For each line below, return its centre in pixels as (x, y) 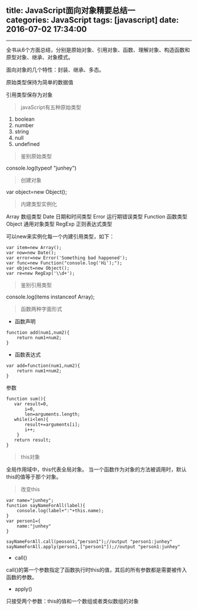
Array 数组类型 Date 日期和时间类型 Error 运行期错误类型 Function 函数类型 (97, 216)
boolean (24, 119)
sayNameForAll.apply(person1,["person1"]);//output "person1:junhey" (93, 546)
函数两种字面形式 (41, 309)
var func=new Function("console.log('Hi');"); (64, 263)
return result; (32, 440)
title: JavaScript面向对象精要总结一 (71, 11)
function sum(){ (26, 399)
